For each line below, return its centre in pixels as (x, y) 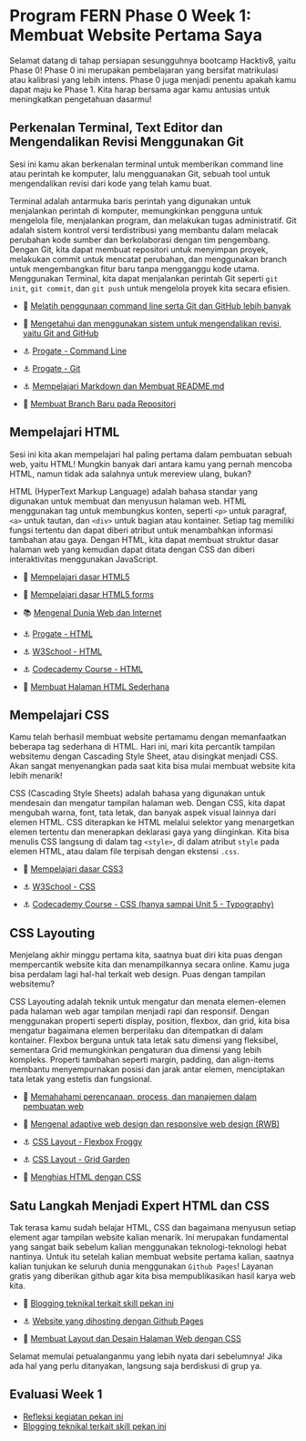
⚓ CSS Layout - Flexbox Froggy (82, 1142)
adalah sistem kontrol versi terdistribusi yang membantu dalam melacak (144, 230)
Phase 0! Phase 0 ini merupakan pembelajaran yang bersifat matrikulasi (144, 70)
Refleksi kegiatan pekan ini (73, 1416)
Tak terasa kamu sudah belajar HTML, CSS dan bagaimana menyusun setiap (153, 1227)
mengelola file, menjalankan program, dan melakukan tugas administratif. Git (153, 220)
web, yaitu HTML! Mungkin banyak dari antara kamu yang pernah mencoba (151, 464)
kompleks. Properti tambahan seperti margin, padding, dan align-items (142, 1060)
